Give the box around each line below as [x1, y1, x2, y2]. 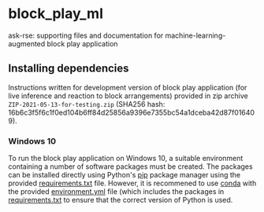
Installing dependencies [8, 62, 129, 75]
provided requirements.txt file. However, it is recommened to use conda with [8, 178, 257, 188]
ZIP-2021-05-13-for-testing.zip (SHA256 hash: [8, 99, 165, 108]
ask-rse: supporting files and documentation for [8, 31, 164, 40]
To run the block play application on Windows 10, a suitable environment [8, 154, 244, 163]
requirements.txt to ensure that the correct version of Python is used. [8, 196, 233, 205]
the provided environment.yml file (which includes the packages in [8, 187, 225, 196]
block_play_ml [8, 5, 104, 23]
